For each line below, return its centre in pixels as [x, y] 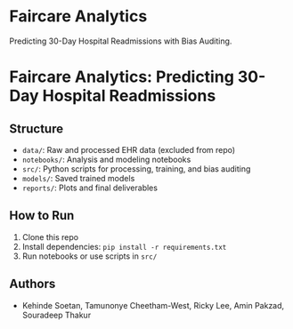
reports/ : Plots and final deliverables [90, 188]
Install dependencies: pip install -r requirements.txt [124, 246]
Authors [33, 284]
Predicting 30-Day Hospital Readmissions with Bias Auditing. [121, 41]
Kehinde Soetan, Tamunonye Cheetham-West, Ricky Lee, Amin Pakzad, [153, 305]
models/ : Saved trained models [78, 178]
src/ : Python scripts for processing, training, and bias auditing [136, 169]
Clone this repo [50, 237]
